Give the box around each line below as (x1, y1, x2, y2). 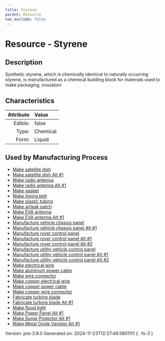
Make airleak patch (12, 204, 52, 209)
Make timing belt (12, 193, 47, 199)
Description (5, 58, 42, 67)
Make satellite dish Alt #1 (12, 172, 64, 178)
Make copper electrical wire (12, 278, 70, 284)
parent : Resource (5, 12, 41, 17)
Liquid (34, 136, 49, 143)
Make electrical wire (12, 262, 54, 268)
